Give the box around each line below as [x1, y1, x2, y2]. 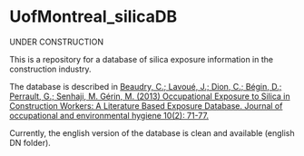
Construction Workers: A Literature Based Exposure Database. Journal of [9, 100, 283, 111]
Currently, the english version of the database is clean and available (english [9, 127, 295, 138]
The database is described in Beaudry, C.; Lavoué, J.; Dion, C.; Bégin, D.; [9, 81, 282, 92]
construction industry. [9, 63, 93, 74]
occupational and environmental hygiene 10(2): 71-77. [9, 110, 210, 121]
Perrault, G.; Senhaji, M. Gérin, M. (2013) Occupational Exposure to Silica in [9, 91, 290, 102]
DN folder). [9, 137, 52, 148]
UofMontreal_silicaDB [9, 6, 178, 27]
